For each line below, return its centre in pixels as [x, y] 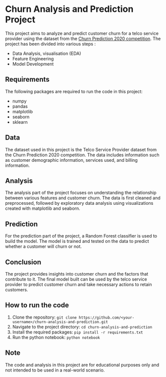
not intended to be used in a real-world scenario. [55, 370]
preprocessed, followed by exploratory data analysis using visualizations [79, 203]
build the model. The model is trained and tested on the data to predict [77, 241]
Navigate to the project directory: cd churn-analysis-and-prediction [82, 327]
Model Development [33, 64]
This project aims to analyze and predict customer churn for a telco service [82, 33]
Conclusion [23, 262]
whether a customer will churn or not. [43, 246]
